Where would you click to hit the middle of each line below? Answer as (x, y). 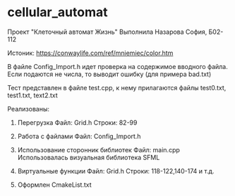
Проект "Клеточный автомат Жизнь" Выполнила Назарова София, (107, 32)
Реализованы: (29, 109)
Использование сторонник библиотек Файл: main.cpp (98, 149)
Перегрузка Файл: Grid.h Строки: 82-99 (77, 122)
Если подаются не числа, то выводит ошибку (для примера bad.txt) (109, 74)
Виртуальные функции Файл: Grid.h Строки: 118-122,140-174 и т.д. (116, 171)
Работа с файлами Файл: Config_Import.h (79, 136)
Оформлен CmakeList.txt (54, 185)
